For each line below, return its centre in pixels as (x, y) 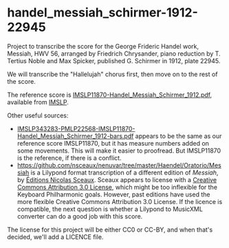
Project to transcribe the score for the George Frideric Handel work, (103, 46)
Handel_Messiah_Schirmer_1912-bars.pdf (75, 136)
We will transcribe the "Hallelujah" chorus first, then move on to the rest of (112, 74)
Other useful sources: (38, 115)
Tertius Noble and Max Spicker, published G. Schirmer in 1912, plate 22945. (114, 60)
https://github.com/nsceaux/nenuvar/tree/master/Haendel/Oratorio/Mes (119, 165)
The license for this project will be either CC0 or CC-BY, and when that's (110, 229)
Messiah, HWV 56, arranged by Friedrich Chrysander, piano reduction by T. (114, 54)
